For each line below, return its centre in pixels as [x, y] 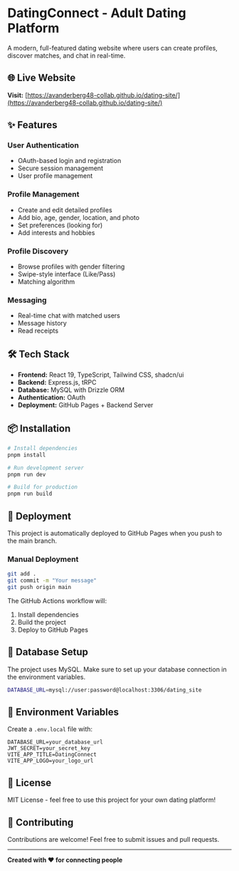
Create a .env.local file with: [50, 729]
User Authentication [43, 145]
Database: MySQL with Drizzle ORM [71, 390]
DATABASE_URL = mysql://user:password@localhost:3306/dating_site [105, 690]
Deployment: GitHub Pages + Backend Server [85, 405]
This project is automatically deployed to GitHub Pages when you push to [115, 533]
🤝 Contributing [41, 822]
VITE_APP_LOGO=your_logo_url [51, 761]
